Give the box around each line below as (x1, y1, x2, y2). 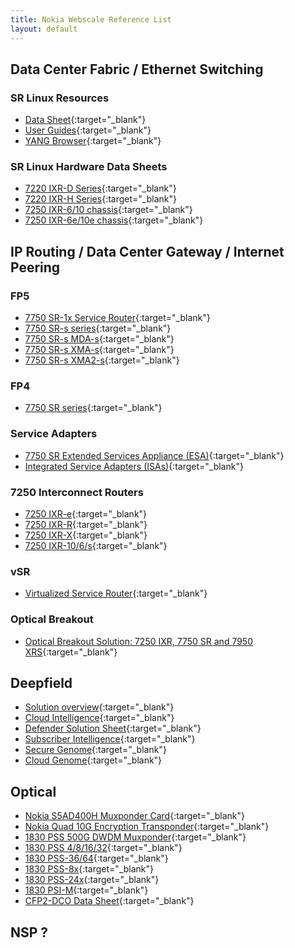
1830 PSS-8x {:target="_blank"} (24, 863, 155, 875)
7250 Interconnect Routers (10, 485, 144, 499)
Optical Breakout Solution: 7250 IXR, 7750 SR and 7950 (24, 635, 254, 647)
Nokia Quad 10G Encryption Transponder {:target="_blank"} (24, 821, 270, 833)
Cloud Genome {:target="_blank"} (24, 754, 163, 766)
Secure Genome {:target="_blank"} (24, 744, 167, 756)
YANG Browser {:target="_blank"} (24, 135, 162, 147)
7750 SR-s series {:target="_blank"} (24, 322, 172, 335)
